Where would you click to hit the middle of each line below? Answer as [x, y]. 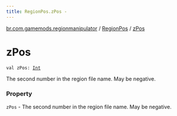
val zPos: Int [24, 68]
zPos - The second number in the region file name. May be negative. [89, 107]
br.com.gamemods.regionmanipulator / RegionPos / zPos [76, 28]
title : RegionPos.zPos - [37, 11]
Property [19, 94]
